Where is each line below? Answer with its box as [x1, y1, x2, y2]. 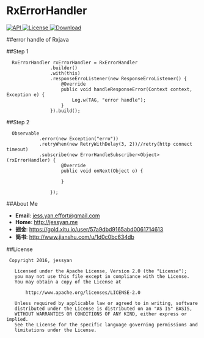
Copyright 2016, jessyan [9, 257, 72, 263]
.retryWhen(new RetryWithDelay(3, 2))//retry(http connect [38, 141, 192, 147]
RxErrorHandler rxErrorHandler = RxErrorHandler [12, 59, 138, 66]
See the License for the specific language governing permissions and [14, 321, 199, 328]
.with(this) [49, 70, 81, 77]
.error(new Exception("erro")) [38, 135, 119, 141]
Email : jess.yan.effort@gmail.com [15, 212, 100, 219]
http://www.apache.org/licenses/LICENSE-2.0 [25, 289, 140, 296]
